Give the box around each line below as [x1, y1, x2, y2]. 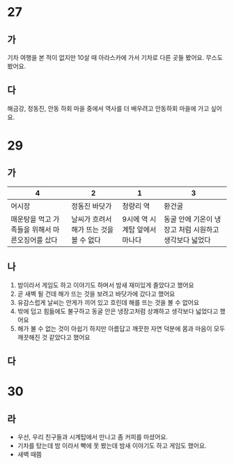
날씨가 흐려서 [71, 214, 112, 223]
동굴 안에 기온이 [163, 214, 213, 223]
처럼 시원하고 [178, 224, 219, 234]
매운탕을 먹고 [10, 214, 52, 223]
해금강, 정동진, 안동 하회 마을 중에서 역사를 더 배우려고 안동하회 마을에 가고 [7, 104, 210, 112]
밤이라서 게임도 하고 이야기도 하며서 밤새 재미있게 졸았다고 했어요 [17, 281, 194, 289]
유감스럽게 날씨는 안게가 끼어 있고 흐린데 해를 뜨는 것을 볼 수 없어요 [17, 298, 200, 306]
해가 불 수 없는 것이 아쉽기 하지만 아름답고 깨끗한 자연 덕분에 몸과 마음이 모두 [17, 324, 226, 333]
